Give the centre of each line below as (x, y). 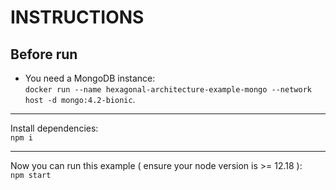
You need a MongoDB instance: (90, 78)
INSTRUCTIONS (77, 17)
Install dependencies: (54, 128)
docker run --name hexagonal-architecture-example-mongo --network (168, 90)
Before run (44, 54)
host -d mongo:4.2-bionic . (80, 99)
